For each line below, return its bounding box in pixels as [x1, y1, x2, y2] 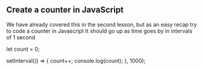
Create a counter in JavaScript [6, 5, 124, 15]
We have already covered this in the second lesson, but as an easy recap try [6, 21, 197, 28]
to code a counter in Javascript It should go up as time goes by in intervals [6, 27, 193, 34]
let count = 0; [6, 45, 40, 52]
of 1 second [6, 33, 35, 41]
